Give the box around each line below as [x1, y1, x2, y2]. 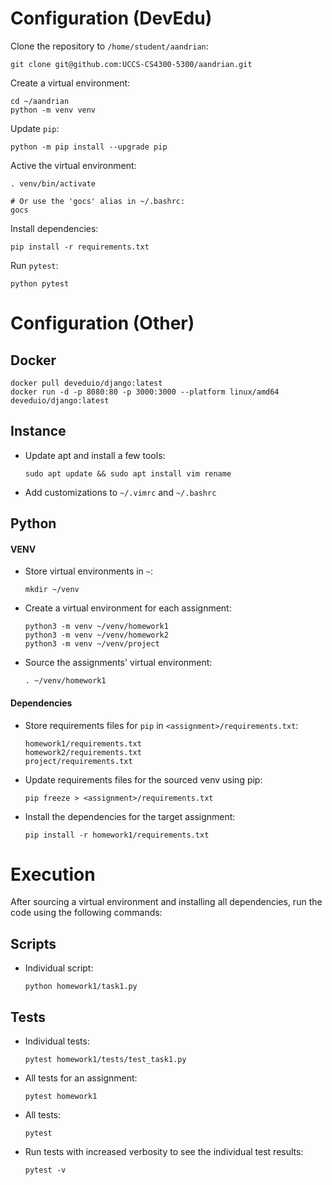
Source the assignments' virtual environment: [24, 657, 213, 669]
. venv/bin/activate [10, 178, 97, 189]
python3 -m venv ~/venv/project [24, 639, 160, 649]
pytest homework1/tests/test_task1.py [24, 1055, 187, 1065]
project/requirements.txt [24, 756, 133, 766]
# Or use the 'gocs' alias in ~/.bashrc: [10, 196, 186, 206]
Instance [10, 423, 67, 440]
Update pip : [10, 122, 60, 134]
